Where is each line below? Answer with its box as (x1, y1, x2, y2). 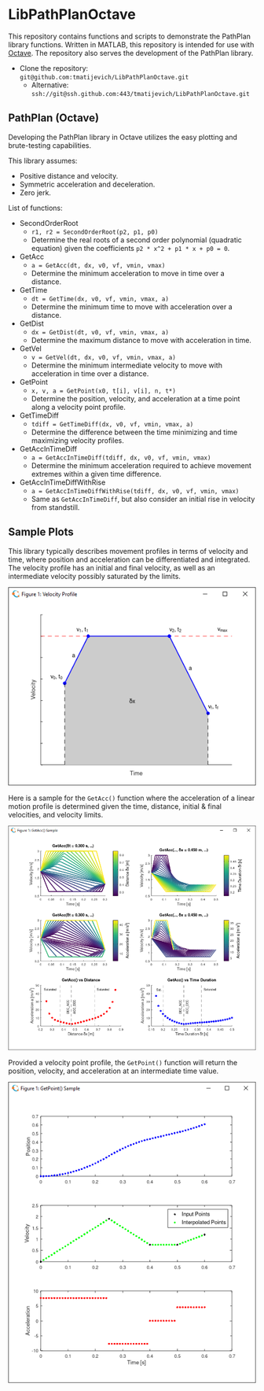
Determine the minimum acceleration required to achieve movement (31, 460, 251, 470)
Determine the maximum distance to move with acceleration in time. (31, 335, 251, 345)
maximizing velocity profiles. (31, 435, 124, 445)
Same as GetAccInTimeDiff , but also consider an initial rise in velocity (31, 494, 255, 504)
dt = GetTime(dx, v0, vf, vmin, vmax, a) (31, 295, 169, 303)
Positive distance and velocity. (19, 171, 119, 180)
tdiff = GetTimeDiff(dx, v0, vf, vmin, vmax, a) (31, 420, 194, 428)
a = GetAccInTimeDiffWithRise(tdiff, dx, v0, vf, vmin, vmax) (31, 487, 240, 495)
